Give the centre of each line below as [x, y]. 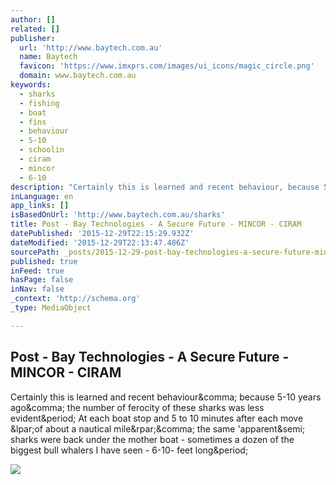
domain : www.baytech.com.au [78, 76]
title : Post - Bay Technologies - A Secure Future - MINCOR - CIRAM [156, 224]
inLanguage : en [42, 196]
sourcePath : [35, 252]
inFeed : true [37, 271]
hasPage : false [42, 280]
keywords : [31, 85]
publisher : [33, 38]
